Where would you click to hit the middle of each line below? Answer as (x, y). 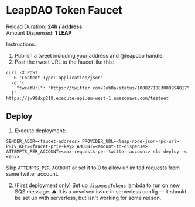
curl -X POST (22, 72)
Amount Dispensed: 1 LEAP (39, 32)
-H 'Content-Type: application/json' (57, 78)
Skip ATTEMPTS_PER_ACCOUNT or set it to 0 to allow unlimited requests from (93, 168)
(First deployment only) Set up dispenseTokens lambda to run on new (97, 185)
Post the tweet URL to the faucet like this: (64, 62)
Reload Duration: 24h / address (44, 26)
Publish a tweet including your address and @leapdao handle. (89, 55)
